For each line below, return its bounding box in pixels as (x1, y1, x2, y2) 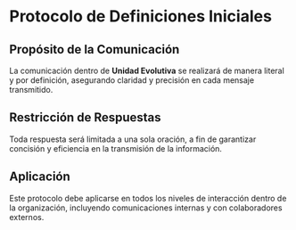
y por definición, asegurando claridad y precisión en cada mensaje (9, 75, 255, 86)
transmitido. (9, 85, 53, 94)
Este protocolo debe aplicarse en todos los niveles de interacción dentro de (9, 193, 287, 203)
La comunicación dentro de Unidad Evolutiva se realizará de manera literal (9, 65, 285, 76)
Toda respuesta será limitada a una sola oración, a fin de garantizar (9, 134, 257, 144)
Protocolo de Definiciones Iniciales (9, 6, 272, 27)
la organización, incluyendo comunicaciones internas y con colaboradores (9, 202, 283, 213)
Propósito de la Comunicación (9, 42, 180, 57)
